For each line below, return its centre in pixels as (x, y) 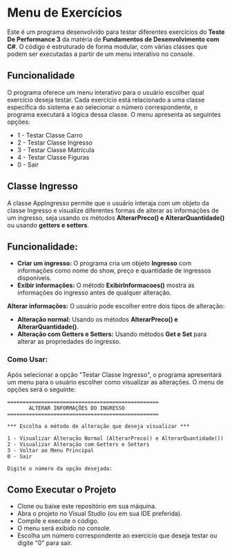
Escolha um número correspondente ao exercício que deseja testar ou (117, 536)
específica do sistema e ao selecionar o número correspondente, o (103, 107)
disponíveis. (34, 278)
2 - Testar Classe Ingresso (55, 142)
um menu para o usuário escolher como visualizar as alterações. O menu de (116, 382)
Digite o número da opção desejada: (60, 468)
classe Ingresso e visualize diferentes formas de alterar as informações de (113, 210)
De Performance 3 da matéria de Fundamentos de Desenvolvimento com (113, 39)
